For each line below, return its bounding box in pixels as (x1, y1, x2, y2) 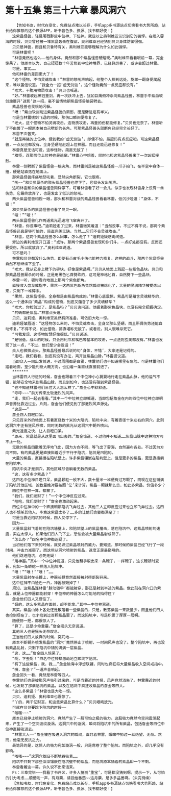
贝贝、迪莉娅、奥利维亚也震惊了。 (12, 694, 73, 699)
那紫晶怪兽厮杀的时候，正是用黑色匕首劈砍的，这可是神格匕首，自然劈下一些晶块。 (5, 272, 154, 277)
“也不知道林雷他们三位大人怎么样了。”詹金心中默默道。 (12, 385, 110, 390)
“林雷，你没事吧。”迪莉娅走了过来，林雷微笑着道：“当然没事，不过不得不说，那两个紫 (12, 223, 165, 229)
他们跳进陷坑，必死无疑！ (12, 553, 58, 558)
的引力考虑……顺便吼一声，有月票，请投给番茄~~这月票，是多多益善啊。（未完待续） (5, 775, 153, 781)
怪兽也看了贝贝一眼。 (42, 207, 81, 212)
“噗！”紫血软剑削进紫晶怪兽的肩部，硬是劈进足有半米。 (12, 109, 112, 115)
